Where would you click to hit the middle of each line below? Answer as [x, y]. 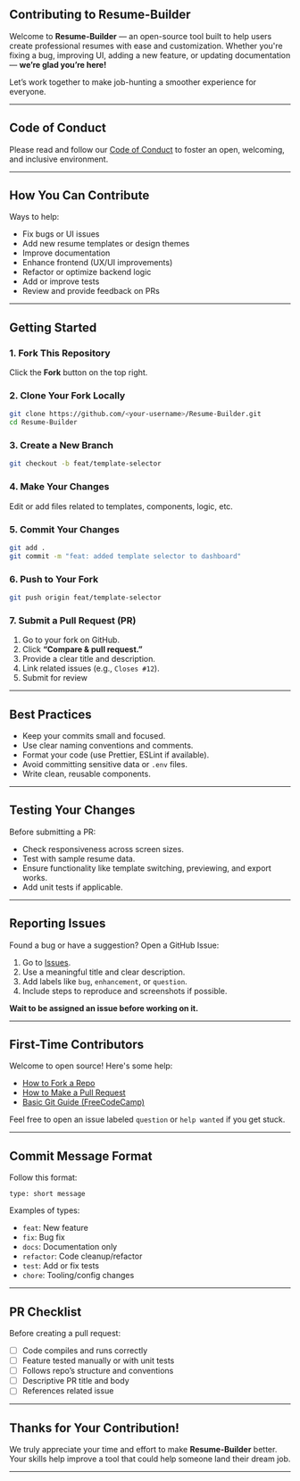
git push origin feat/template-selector [86, 598]
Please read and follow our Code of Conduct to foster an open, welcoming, [147, 149]
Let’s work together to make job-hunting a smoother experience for [133, 82]
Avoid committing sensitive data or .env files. [104, 764]
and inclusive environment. [59, 159]
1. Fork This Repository [60, 353]
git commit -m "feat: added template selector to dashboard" [125, 556]
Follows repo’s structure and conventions [98, 1371]
